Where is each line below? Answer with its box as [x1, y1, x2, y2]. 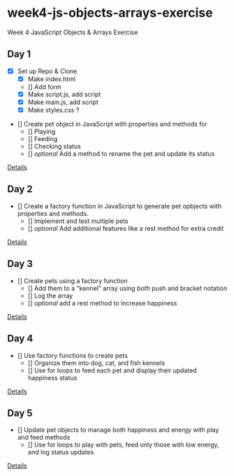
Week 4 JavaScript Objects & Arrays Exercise [7, 28, 138, 36]
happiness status [27, 373, 78, 382]
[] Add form [27, 82, 61, 91]
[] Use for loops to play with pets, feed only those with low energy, [27, 440, 219, 449]
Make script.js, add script [27, 89, 101, 99]
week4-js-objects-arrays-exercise [7, 5, 213, 21]
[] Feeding [27, 135, 58, 143]
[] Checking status [27, 142, 82, 151]
